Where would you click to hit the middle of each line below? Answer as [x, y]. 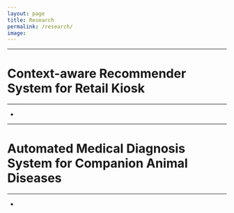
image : [17, 33]
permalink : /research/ [40, 26]
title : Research [31, 20]
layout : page [26, 14]
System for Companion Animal [97, 163]
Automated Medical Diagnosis [96, 149]
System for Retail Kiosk [76, 88]
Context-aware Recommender [97, 74]
